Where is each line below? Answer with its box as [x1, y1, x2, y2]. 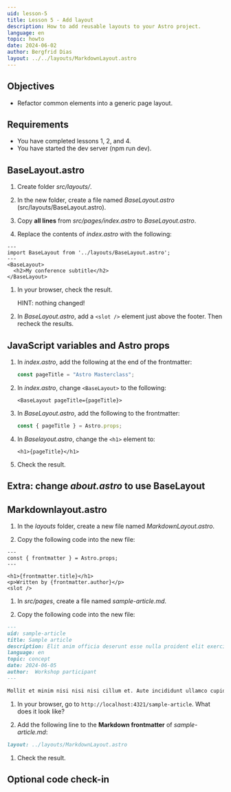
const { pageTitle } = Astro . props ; [16, 422, 122, 429]
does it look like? [16, 707, 65, 715]
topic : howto [7, 36, 45, 43]
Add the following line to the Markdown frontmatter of [16, 720, 173, 729]
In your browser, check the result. [16, 285, 113, 294]
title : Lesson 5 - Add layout [7, 17, 94, 23]
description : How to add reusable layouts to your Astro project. [7, 23, 201, 30]
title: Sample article [7, 636, 72, 643]
